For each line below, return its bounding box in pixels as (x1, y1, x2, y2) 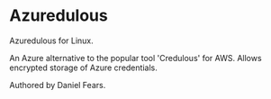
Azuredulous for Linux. (9, 35, 95, 46)
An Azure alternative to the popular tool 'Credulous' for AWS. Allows (9, 52, 263, 63)
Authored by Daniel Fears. (9, 79, 106, 90)
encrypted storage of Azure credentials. (9, 62, 158, 73)
